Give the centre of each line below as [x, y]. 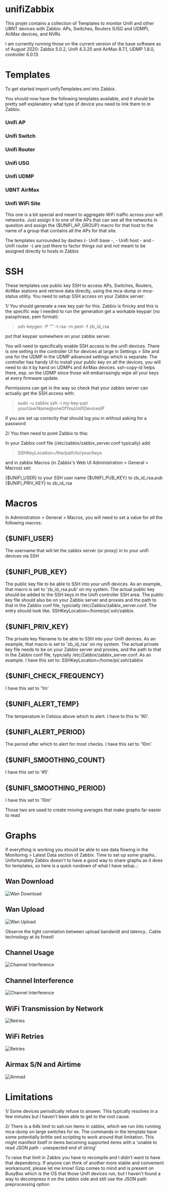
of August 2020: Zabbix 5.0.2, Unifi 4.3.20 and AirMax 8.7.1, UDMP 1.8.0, [80, 49]
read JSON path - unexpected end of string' [51, 1148]
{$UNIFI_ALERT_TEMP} [42, 704]
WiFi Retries [25, 1036]
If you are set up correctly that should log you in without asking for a [76, 418]
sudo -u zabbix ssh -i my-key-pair [53, 403]
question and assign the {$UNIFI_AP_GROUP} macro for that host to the [79, 225]
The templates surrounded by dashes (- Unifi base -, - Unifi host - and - [80, 240]
